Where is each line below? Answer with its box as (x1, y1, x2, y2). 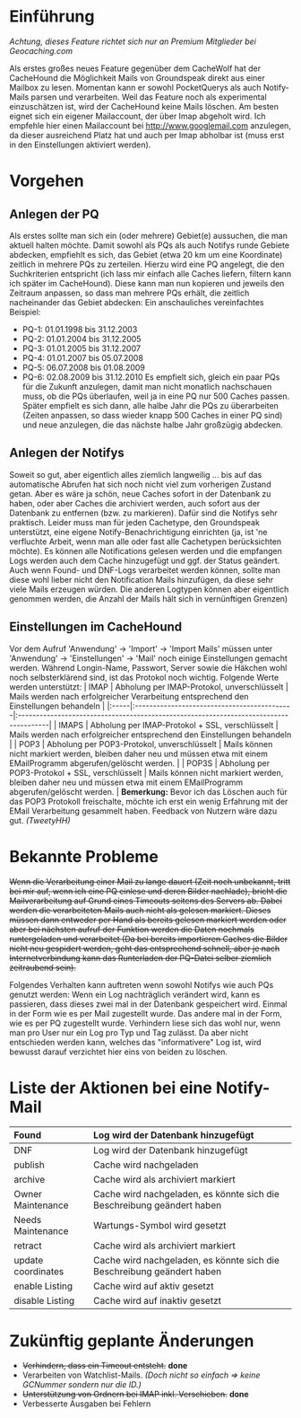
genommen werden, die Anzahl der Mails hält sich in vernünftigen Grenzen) (9, 593, 288, 603)
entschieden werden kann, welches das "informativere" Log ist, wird (9, 1036, 262, 1047)
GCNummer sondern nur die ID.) (21, 1379, 142, 1390)
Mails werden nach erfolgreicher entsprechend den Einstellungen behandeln (9, 729, 292, 740)
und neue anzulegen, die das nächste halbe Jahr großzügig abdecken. (21, 419, 284, 430)
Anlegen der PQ (9, 207, 99, 222)
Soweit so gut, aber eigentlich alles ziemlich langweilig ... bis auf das (9, 469, 262, 480)
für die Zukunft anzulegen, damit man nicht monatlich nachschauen (21, 381, 272, 392)
